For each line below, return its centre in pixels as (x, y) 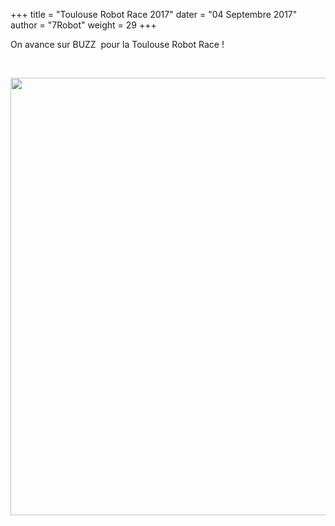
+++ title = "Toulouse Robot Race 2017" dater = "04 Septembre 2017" (154, 14)
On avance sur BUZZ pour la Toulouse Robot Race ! (117, 44)
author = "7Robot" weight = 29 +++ (83, 25)
